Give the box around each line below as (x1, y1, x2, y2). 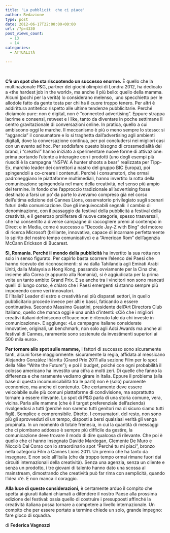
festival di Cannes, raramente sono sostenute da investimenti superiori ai (5, 330, 158, 337)
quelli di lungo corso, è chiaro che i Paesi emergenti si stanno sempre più (5, 282, 158, 288)
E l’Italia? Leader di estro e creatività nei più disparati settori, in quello (5, 293, 151, 299)
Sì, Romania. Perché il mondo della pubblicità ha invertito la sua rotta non (5, 250, 161, 256)
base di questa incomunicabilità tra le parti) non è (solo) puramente (5, 378, 146, 384)
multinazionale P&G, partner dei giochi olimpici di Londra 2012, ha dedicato (5, 83, 162, 89)
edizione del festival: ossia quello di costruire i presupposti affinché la (5, 496, 151, 502)
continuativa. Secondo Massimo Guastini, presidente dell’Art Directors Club (5, 304, 162, 310)
